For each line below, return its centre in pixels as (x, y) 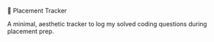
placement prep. (31, 31)
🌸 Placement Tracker (37, 11)
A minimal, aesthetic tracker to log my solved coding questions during (107, 24)
